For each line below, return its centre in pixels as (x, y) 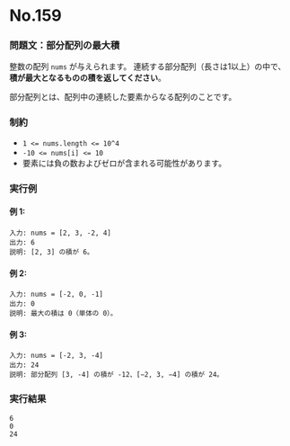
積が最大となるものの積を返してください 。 (88, 78)
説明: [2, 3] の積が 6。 (52, 252)
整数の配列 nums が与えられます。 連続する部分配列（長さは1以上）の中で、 (148, 67)
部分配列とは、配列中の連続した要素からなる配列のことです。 (123, 97)
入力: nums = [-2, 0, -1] (56, 294)
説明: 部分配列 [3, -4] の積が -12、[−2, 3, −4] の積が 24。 (117, 375)
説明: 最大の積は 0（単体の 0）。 (63, 314)
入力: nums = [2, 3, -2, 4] (61, 233)
